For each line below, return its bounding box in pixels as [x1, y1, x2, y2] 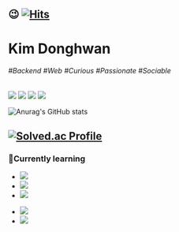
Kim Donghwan [8, 39, 111, 58]
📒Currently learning [8, 153, 86, 164]
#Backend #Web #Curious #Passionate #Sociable [8, 66, 172, 76]
